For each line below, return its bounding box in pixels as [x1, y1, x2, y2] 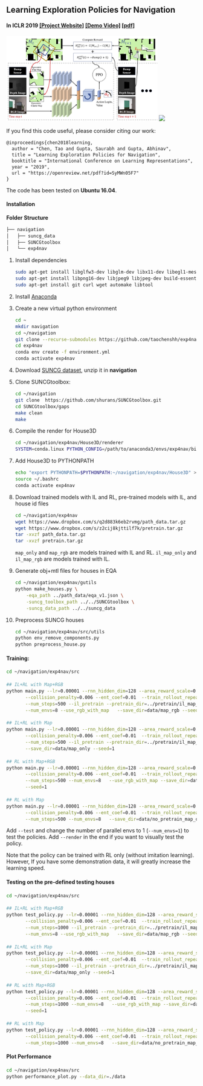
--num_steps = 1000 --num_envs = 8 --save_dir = [25, 1040, 142, 1046]
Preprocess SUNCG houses [14, 616, 85, 624]
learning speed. [6, 865, 45, 872]
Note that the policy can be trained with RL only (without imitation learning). [6, 852, 195, 859]
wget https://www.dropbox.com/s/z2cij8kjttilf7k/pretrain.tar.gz [14, 525, 183, 531]
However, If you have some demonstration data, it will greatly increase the [6, 858, 191, 865]
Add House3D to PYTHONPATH [14, 457, 94, 465]
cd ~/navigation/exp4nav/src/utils [14, 629, 105, 635]
